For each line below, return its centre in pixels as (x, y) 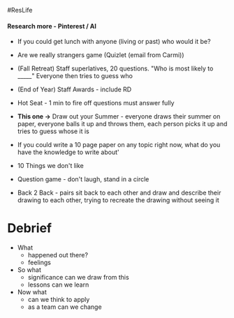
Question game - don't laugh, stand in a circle (83, 179)
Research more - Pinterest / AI (52, 26)
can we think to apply (59, 300)
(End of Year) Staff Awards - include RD (74, 89)
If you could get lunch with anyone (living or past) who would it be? (114, 42)
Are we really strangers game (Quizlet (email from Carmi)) (101, 55)
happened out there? (58, 255)
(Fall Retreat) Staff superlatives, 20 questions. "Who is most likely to (115, 68)
